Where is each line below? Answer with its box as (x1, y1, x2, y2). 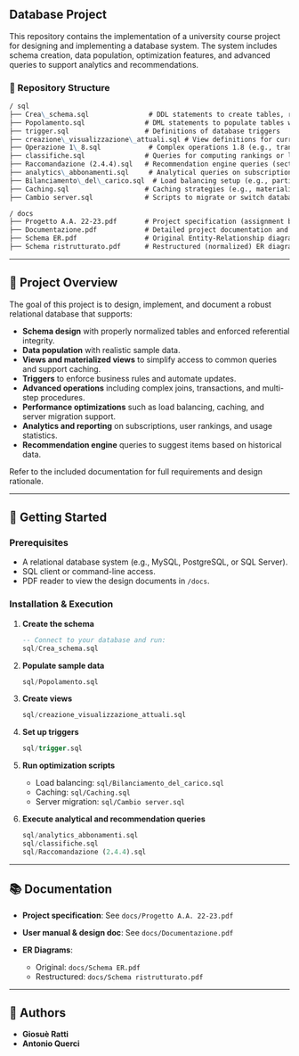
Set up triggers (21, 727, 79, 738)
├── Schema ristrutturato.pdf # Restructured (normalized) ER (9, 243, 265, 252)
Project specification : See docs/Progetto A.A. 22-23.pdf (21, 910, 234, 920)
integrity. (21, 334, 55, 346)
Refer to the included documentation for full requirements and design (9, 466, 263, 476)
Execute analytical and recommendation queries (21, 813, 206, 824)
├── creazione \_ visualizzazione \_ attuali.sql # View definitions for (9, 135, 273, 144)
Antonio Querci (21, 1038, 80, 1049)
